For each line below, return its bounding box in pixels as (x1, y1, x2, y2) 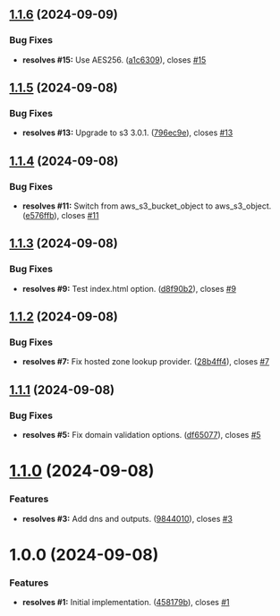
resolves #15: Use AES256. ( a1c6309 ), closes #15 (21, 54, 207, 65)
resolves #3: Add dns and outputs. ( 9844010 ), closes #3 (21, 513, 233, 524)
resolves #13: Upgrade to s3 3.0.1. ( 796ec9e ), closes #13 (21, 127, 233, 138)
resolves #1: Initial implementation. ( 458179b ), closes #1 (21, 597, 230, 608)
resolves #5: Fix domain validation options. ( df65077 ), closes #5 (21, 430, 261, 441)
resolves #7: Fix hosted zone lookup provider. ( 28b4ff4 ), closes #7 (21, 356, 270, 367)
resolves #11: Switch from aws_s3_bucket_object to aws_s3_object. (21, 201, 272, 211)
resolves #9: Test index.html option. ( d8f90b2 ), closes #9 (21, 283, 237, 294)
